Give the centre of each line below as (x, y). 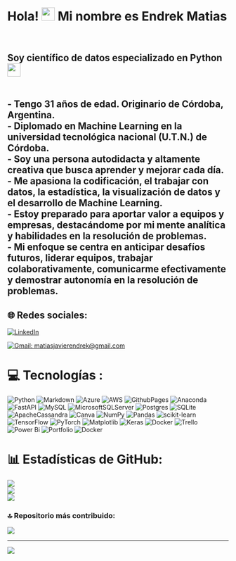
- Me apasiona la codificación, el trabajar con (108, 181)
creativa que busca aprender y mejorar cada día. (116, 170)
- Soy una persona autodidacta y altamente (104, 159)
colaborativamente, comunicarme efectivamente (117, 269)
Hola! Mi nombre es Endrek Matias (117, 17)
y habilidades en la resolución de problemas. (107, 236)
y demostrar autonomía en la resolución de (103, 280)
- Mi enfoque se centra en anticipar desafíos (106, 247)
